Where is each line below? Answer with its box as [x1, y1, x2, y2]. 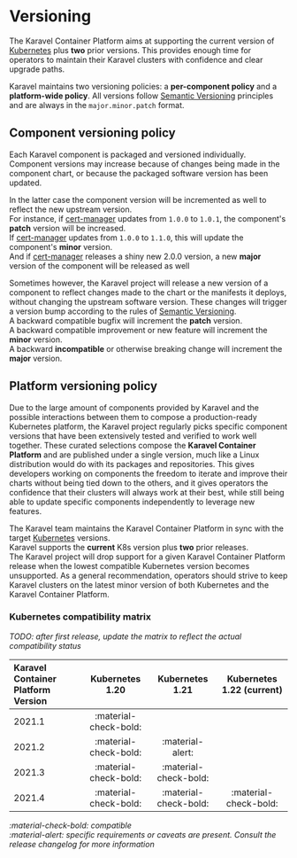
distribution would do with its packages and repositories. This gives [9, 458, 255, 469]
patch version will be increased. [9, 222, 126, 233]
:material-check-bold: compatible [9, 820, 133, 831]
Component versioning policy [9, 126, 176, 141]
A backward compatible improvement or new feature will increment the [9, 324, 268, 335]
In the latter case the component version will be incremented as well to [9, 194, 267, 205]
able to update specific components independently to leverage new [9, 496, 255, 507]
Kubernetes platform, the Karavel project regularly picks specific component [9, 421, 288, 432]
